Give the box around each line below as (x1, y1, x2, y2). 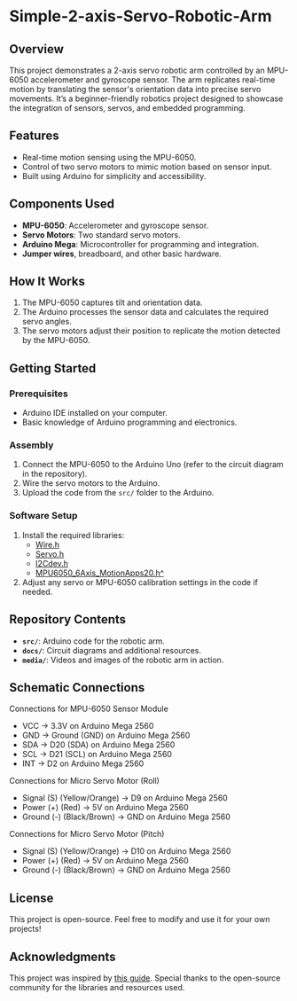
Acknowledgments (9, 949, 117, 964)
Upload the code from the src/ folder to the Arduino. (21, 488, 215, 498)
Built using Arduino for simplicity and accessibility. (21, 170, 207, 181)
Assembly (9, 439, 54, 451)
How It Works (9, 274, 86, 289)
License (9, 890, 54, 905)
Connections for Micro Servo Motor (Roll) (9, 776, 160, 786)
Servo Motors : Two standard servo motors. (21, 229, 181, 240)
